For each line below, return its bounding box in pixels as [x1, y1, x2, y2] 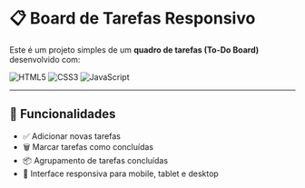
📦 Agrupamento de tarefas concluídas [22, 154, 169, 165]
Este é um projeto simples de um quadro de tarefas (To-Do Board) [9, 44, 260, 55]
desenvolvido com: [9, 54, 81, 64]
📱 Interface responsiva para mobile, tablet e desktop [22, 168, 220, 179]
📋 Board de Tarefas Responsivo [9, 8, 256, 29]
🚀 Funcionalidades [9, 106, 116, 122]
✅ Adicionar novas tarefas [22, 130, 121, 142]
